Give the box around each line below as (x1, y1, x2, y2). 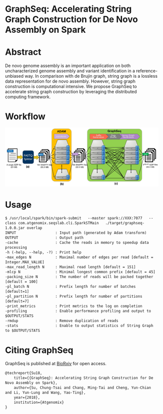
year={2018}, (14, 395, 40, 400)
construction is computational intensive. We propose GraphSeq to (5, 84, 137, 89)
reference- (136, 68, 158, 74)
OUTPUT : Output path (5, 236, 84, 240)
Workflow (5, 111, 46, 122)
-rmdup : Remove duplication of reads (5, 319, 119, 324)
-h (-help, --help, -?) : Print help (5, 250, 82, 255)
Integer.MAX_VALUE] (5, 260, 45, 265)
